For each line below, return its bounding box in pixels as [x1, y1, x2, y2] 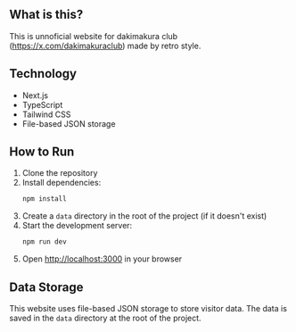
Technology [9, 66, 78, 81]
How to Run [9, 145, 75, 160]
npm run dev [21, 237, 67, 246]
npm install [21, 195, 67, 203]
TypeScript [21, 99, 63, 110]
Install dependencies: [21, 178, 102, 188]
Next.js [21, 89, 49, 101]
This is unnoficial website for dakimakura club [9, 30, 178, 41]
